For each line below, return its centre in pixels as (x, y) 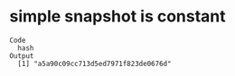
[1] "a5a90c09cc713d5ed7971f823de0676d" (94, 63)
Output (22, 55)
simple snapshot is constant (117, 17)
